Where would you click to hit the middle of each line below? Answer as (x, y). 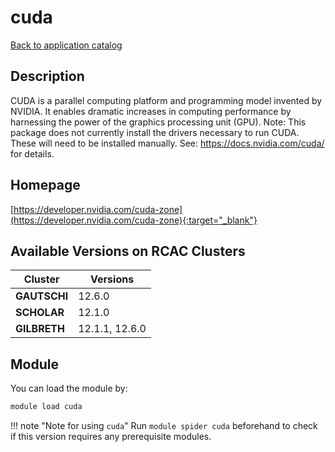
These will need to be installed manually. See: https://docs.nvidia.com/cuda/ (167, 143)
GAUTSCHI (42, 296)
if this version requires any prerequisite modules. (111, 437)
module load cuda (46, 407)
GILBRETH (40, 329)
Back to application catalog (66, 45)
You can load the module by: (69, 388)
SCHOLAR (40, 313)
